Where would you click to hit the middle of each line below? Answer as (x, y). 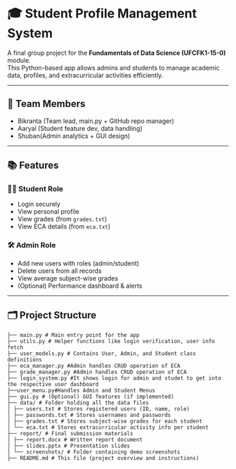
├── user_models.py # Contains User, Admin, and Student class (102, 353)
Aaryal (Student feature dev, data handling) (80, 128)
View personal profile (48, 212)
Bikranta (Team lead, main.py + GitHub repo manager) (96, 121)
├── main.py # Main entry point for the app (73, 335)
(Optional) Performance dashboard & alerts (80, 285)
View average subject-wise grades (68, 278)
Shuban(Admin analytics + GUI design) (74, 136)
